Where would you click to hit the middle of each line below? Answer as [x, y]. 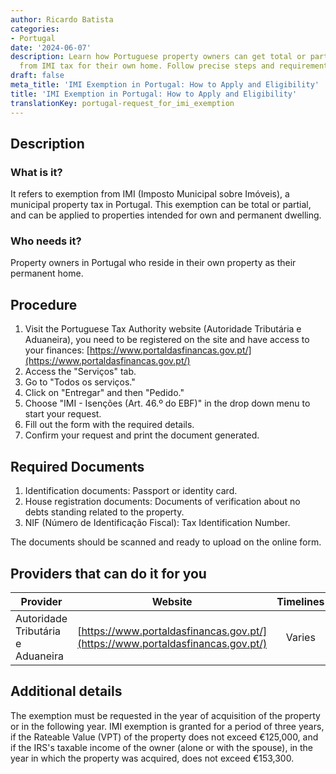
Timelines [300, 601]
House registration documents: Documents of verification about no [162, 502]
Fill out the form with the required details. [109, 425]
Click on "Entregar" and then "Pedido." [104, 393]
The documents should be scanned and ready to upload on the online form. [166, 542]
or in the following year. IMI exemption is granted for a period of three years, [167, 726]
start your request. [63, 414]
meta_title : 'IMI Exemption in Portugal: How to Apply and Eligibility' [165, 85]
